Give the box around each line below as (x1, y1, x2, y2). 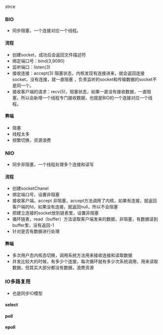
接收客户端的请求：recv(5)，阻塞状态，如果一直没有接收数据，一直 (12, 88, 147, 94)
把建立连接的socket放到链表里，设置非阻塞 (12, 210, 99, 216)
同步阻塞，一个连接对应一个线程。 (12, 28, 81, 33)
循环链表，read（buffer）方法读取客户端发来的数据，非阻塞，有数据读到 (12, 216, 158, 222)
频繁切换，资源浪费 (12, 137, 51, 143)
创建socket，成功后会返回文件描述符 (12, 52, 86, 57)
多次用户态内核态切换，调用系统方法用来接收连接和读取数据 (12, 252, 133, 258)
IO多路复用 (5, 278, 31, 285)
